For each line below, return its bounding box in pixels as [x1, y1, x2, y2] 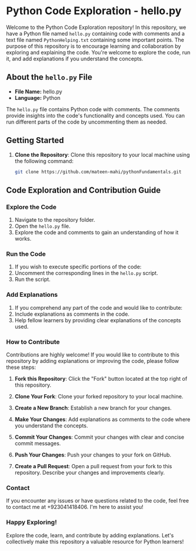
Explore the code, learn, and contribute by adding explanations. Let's [6, 531, 174, 539]
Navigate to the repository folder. [14, 216, 96, 223]
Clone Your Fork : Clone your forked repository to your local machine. [14, 393, 184, 400]
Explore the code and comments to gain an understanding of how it [14, 229, 179, 236]
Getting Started [6, 135, 64, 145]
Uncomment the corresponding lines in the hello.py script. [14, 270, 158, 277]
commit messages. [14, 440, 61, 447]
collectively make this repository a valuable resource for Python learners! [6, 538, 184, 545]
